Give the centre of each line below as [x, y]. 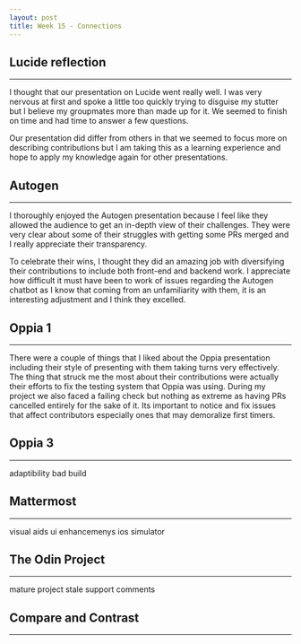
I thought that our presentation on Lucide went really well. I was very [136, 92]
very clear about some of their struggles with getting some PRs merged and [149, 235]
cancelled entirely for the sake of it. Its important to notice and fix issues [142, 405]
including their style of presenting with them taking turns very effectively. [144, 367]
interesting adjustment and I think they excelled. [98, 300]
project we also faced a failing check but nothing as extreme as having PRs [148, 396]
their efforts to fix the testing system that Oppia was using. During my [138, 386]
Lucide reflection [58, 62]
